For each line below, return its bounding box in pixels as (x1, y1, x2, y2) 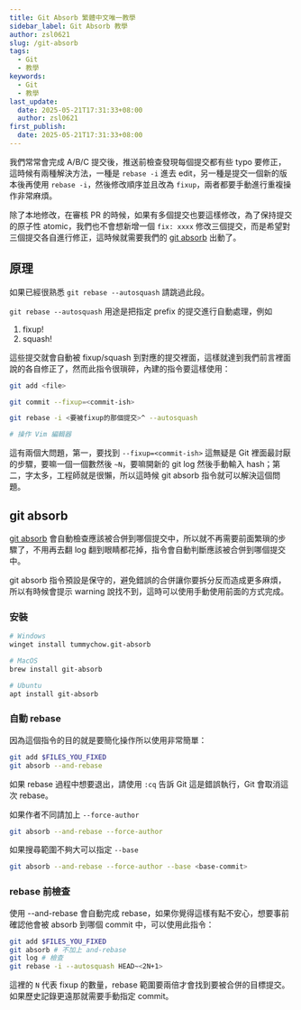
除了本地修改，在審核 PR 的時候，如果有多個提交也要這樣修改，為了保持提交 (9, 209, 293, 220)
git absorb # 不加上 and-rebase (9, 945, 127, 954)
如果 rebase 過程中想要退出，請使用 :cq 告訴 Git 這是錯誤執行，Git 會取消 (9, 778, 281, 789)
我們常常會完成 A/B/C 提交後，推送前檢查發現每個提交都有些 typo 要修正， (9, 156, 287, 167)
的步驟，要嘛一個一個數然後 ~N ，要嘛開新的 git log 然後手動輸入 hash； (9, 459, 273, 470)
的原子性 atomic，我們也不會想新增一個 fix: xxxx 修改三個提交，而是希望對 (9, 220, 291, 231)
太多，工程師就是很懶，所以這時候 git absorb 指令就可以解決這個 (32, 470, 273, 481)
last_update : (9, 96, 59, 106)
